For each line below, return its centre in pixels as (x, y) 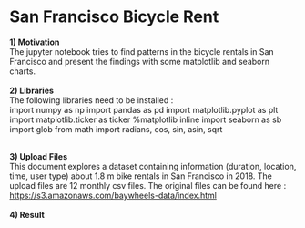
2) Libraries (32, 90)
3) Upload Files (39, 156)
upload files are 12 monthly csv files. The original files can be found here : (148, 185)
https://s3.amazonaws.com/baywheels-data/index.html (113, 195)
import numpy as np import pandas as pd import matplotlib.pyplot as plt (144, 109)
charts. (23, 71)
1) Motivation (35, 42)
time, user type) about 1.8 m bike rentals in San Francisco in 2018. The (141, 176)
